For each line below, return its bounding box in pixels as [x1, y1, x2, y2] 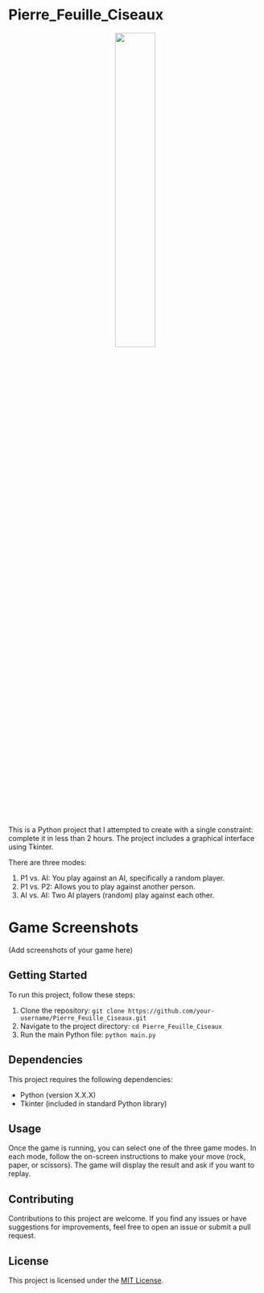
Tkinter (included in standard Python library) [19, 1098, 167, 1109]
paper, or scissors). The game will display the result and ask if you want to [8, 1160, 255, 1170]
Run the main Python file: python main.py [19, 1030, 156, 1039]
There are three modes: [8, 857, 87, 867]
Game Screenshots [8, 918, 139, 937]
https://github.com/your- [127, 1007, 215, 1015]
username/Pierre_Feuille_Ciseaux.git [19, 1013, 147, 1022]
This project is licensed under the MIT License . [8, 1275, 164, 1285]
